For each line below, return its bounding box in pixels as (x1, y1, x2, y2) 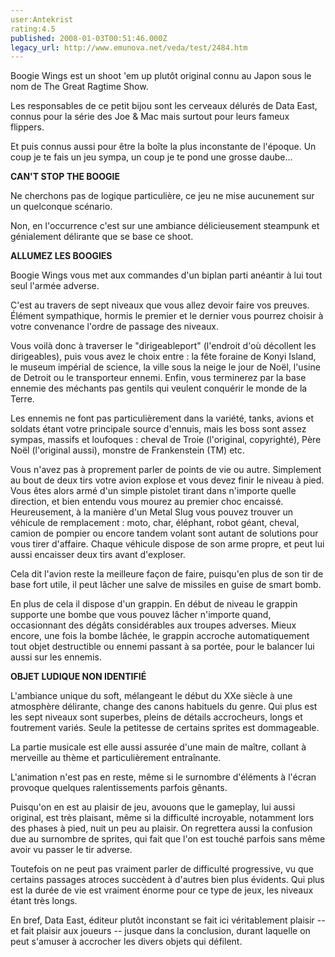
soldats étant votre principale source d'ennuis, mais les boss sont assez (10, 423, 307, 435)
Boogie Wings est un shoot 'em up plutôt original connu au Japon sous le (10, 70, 312, 82)
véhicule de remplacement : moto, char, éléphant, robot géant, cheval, (10, 517, 300, 529)
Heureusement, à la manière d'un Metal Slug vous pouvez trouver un (10, 506, 294, 518)
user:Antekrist (10, 14, 74, 25)
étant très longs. (10, 895, 78, 907)
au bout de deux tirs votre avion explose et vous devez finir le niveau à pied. (10, 474, 325, 486)
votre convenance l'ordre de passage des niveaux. (10, 321, 219, 333)
